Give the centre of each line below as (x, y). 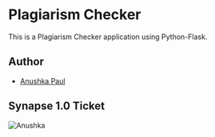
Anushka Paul (42, 80)
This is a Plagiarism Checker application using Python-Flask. (108, 37)
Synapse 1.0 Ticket (57, 106)
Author (26, 62)
